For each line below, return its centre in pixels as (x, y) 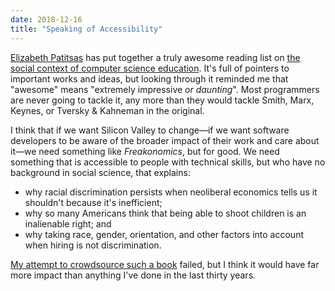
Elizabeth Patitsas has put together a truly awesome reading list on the (155, 57)
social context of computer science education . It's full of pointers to (150, 68)
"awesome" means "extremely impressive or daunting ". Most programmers (165, 89)
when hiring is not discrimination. (93, 245)
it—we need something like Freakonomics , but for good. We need (145, 151)
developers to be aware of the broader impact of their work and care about (165, 140)
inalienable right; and (68, 223)
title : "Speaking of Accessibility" (86, 29)
